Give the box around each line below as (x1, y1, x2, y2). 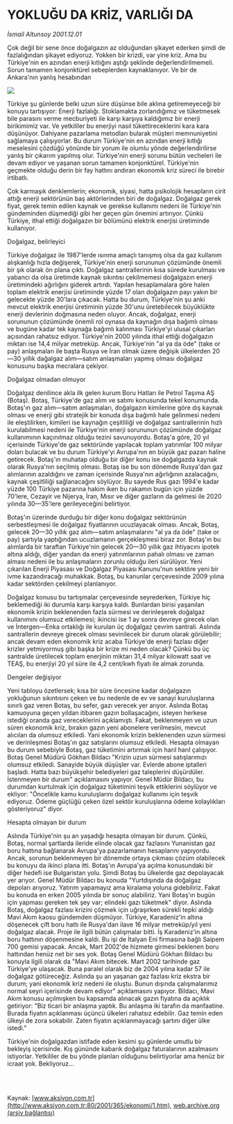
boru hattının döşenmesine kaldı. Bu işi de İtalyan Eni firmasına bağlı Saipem (7, 935, 225, 943)
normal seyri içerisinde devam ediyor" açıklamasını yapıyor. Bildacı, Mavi (7, 986, 215, 995)
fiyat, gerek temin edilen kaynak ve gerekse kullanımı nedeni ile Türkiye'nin (7, 202, 221, 210)
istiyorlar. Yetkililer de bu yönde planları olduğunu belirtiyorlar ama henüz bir (7, 1052, 225, 1060)
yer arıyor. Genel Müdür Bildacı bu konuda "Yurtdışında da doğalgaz (7, 876, 201, 884)
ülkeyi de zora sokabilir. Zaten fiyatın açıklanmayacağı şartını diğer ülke (7, 1016, 210, 1025)
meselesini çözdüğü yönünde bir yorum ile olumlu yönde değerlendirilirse (7, 143, 217, 152)
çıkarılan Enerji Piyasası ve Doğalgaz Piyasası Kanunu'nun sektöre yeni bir (7, 564, 219, 573)
